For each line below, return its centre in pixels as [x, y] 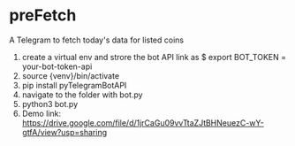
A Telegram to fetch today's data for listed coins [96, 40]
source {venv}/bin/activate [71, 75]
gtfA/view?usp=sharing [64, 132]
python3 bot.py [50, 104]
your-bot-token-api [57, 66]
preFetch [43, 15]
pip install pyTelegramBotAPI [74, 85]
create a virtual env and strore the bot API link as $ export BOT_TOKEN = [154, 57]
